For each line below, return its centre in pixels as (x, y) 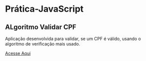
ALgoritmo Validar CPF (41, 27)
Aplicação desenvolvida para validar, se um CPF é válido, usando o (73, 39)
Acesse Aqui (18, 53)
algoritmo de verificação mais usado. (43, 44)
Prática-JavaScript (44, 9)
